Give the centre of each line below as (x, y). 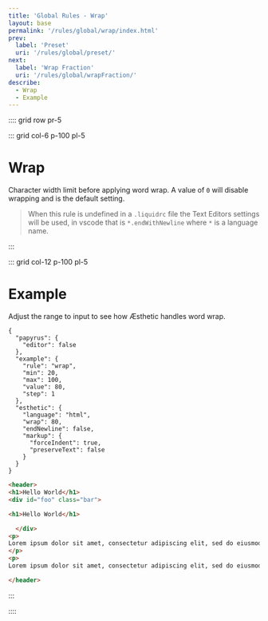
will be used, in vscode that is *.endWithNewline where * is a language (143, 223)
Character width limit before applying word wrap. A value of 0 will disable (128, 190)
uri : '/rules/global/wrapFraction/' (76, 75)
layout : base (30, 23)
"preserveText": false (67, 450)
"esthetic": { (39, 408)
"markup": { (42, 436)
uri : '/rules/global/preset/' (65, 53)
